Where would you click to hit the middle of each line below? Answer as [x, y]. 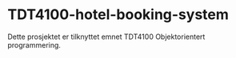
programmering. [34, 44]
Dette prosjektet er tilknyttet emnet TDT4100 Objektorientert [106, 37]
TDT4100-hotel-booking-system [118, 15]
